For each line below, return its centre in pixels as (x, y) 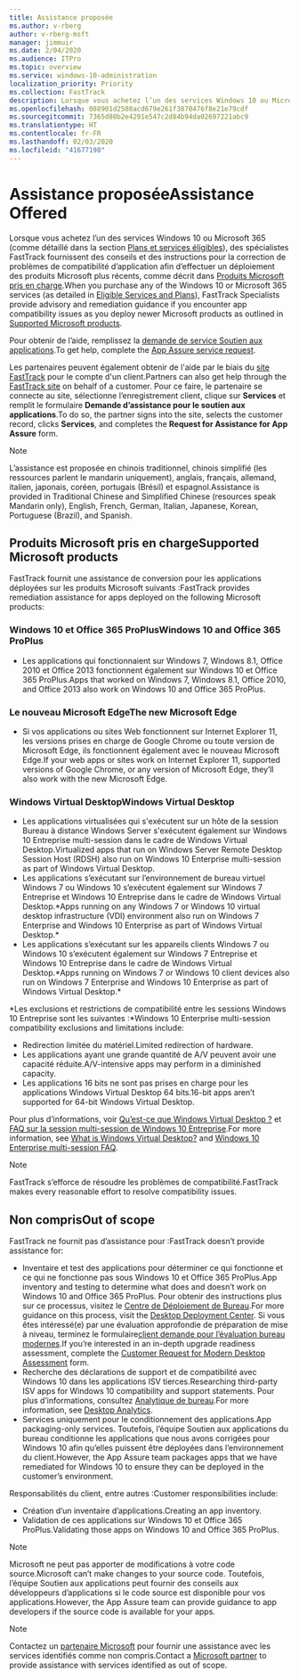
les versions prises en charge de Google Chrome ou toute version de (148, 741)
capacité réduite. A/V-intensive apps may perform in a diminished (141, 1064)
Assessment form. (56, 1363)
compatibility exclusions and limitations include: (97, 1028)
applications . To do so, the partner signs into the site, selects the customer (146, 414)
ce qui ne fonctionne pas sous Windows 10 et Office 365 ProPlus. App (149, 1278)
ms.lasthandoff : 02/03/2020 (61, 142)
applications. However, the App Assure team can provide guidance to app (143, 1602)
